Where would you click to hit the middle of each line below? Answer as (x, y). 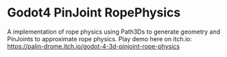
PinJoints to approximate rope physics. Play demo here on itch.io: (100, 38)
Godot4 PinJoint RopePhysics (94, 13)
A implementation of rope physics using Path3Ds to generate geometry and (114, 32)
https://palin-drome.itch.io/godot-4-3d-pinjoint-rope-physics (94, 46)
